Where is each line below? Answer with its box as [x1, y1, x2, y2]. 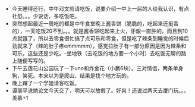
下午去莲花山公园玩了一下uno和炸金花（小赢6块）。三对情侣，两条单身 [11, 65, 184, 71]
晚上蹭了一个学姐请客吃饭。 [11, 80, 80, 86]
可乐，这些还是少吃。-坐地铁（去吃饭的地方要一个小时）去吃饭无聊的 [11, 50, 181, 56]
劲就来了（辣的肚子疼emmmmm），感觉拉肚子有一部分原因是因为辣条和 [11, 42, 187, 49]
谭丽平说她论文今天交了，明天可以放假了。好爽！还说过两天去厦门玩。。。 [11, 87, 189, 94]
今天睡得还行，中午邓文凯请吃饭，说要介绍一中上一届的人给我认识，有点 [11, 5, 189, 12]
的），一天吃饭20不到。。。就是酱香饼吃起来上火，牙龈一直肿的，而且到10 [11, 27, 188, 34]
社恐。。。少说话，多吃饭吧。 [11, 12, 80, 20]
